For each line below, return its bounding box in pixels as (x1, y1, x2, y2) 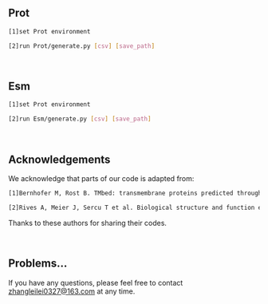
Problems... (8, 257, 68, 270)
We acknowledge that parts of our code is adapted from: (8, 173, 195, 183)
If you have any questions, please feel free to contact (8, 278, 183, 287)
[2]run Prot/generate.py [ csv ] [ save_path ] (8, 41, 156, 50)
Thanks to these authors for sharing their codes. (8, 218, 167, 227)
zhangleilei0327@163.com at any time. (8, 286, 136, 296)
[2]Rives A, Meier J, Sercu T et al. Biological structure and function (8, 203, 255, 211)
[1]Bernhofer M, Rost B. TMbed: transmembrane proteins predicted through (8, 189, 262, 197)
